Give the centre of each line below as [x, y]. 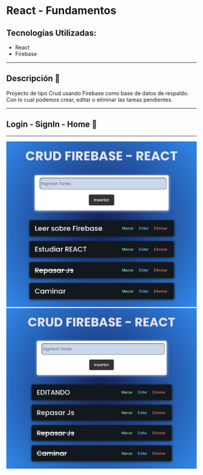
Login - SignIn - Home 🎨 [52, 125]
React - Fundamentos [61, 11]
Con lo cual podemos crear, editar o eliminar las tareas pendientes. [90, 99]
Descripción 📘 [33, 78]
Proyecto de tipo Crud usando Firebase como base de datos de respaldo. [98, 93]
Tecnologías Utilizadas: [51, 33]
